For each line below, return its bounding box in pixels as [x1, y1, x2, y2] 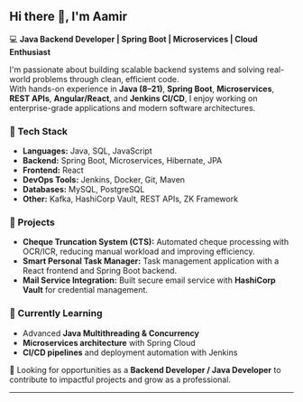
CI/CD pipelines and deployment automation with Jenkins [22, 347, 238, 358]
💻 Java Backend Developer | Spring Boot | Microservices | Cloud [9, 33, 259, 44]
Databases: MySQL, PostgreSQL [22, 184, 145, 195]
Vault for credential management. [22, 285, 149, 295]
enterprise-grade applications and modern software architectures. [9, 102, 256, 113]
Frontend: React [22, 164, 84, 176]
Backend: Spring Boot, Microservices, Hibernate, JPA [22, 155, 223, 166]
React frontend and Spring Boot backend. [22, 266, 178, 276]
